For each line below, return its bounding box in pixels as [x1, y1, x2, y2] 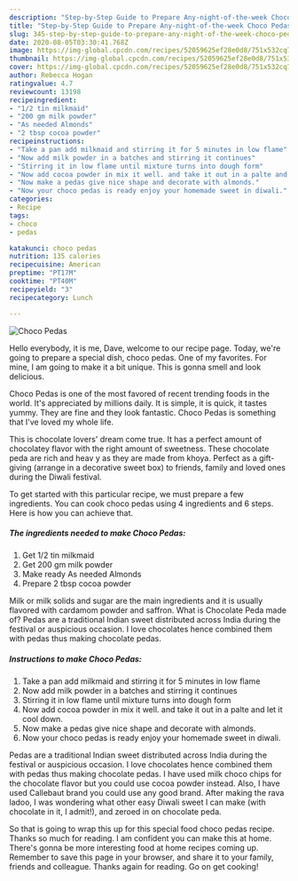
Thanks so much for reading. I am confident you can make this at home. [9, 833, 272, 844]
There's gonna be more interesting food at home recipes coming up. [9, 843, 259, 853]
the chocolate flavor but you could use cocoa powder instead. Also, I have [9, 778, 281, 789]
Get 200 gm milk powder [21, 560, 114, 570]
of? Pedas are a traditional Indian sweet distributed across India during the [9, 615, 281, 625]
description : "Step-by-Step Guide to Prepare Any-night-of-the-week [9, 12, 268, 22]
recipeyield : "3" [9, 285, 74, 294]
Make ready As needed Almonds [21, 569, 142, 580]
